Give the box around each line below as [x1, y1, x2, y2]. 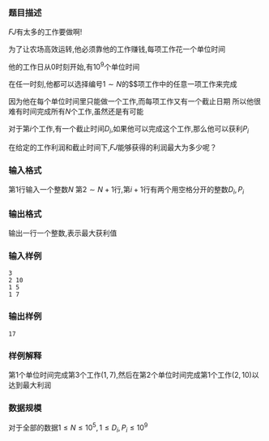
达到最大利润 [8, 380, 51, 390]
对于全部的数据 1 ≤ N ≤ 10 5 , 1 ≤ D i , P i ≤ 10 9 [8, 422, 148, 435]
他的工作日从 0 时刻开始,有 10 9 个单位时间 [8, 61, 140, 71]
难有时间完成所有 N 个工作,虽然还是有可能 [8, 106, 144, 116]
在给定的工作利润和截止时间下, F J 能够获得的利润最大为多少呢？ [8, 142, 217, 152]
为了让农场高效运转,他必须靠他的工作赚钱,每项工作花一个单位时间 [8, 45, 226, 54]
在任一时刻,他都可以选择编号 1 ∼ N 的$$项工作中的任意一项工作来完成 [8, 79, 237, 88]
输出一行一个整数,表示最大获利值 [8, 229, 117, 238]
